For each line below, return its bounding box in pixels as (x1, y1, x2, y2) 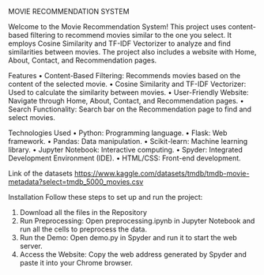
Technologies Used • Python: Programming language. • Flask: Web (8, 128, 228, 137)
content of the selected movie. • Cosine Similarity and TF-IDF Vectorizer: (8, 79, 247, 89)
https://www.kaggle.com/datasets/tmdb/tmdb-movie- (74, 169, 250, 178)
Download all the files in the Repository (19, 208, 148, 217)
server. (19, 241, 43, 251)
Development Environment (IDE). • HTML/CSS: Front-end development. (8, 153, 241, 163)
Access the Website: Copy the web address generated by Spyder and (19, 250, 247, 259)
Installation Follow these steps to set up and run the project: (8, 193, 203, 202)
